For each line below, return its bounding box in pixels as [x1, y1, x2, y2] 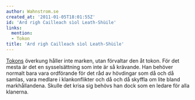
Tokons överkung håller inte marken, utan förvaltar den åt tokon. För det [6, 57, 180, 64]
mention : [11, 30, 33, 36]
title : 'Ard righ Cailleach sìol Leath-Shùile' [6, 42, 125, 47]
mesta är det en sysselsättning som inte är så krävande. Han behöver [6, 63, 173, 70]
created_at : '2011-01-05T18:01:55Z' [6, 14, 95, 20]
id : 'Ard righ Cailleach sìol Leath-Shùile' [6, 19, 117, 25]
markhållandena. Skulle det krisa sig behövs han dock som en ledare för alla [6, 82, 190, 89]
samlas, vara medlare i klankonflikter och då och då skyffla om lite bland [6, 75, 180, 82]
